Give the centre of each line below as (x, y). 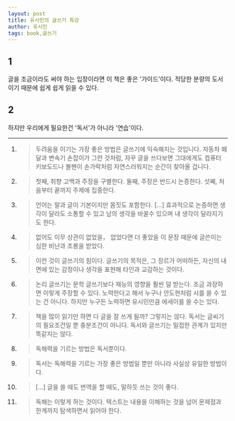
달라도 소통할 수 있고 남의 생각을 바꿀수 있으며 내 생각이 (124, 213)
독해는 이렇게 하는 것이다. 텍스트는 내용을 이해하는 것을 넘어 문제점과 (128, 401)
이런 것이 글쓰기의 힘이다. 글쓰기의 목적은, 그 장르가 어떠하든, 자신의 (127, 260)
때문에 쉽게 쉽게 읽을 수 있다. (60, 88)
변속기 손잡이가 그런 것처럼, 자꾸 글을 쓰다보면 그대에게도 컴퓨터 (135, 158)
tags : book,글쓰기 (32, 33)
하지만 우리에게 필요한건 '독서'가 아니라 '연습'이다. (76, 128)
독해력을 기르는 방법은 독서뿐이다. (81, 349)
